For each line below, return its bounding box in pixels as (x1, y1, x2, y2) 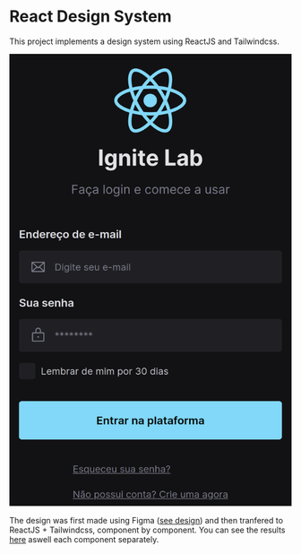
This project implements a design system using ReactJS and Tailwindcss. (9, 36, 280, 47)
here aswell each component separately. (9, 533, 159, 544)
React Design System (9, 6, 172, 27)
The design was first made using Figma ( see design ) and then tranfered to (9, 515, 284, 525)
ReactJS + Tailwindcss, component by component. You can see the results (9, 524, 286, 535)
